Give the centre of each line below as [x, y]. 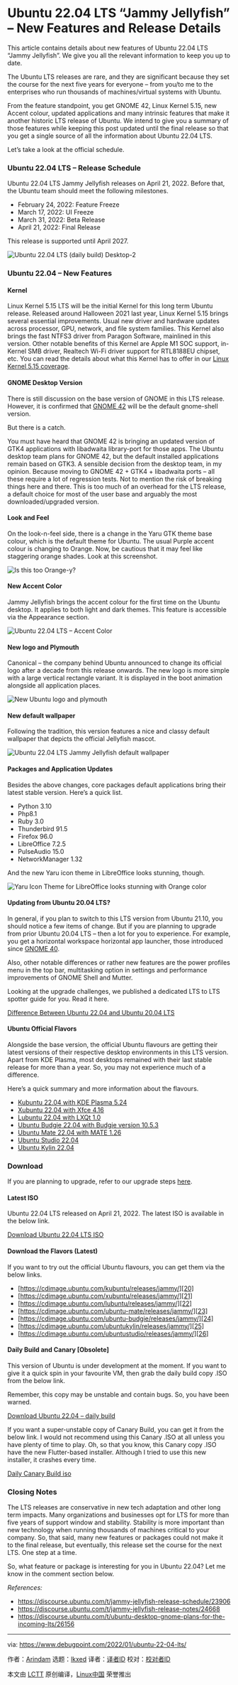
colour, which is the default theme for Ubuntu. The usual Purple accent [111, 541]
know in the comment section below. [61, 1574]
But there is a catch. [36, 427]
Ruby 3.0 [31, 821]
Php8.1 [27, 813]
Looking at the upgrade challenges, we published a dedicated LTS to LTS [114, 991]
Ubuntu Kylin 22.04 [46, 1147]
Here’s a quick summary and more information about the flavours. [103, 1088]
